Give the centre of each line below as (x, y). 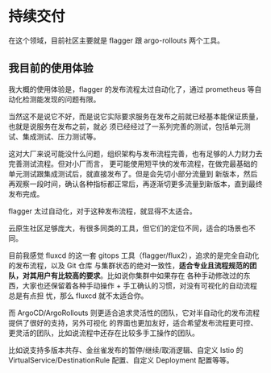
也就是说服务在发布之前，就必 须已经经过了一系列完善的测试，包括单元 (126, 126)
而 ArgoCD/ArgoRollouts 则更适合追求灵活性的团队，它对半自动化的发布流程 (134, 313)
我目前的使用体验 (51, 68)
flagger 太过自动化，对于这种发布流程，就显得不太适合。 (102, 211)
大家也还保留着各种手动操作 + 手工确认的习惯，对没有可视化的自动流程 (140, 285)
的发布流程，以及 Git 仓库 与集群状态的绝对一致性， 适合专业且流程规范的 (129, 265)
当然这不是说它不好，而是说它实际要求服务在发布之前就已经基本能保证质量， (135, 116)
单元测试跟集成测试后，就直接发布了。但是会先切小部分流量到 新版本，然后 (133, 173)
